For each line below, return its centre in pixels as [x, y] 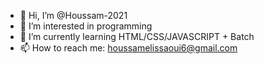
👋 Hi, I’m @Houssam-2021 [73, 15]
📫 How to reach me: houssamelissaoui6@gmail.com [128, 48]
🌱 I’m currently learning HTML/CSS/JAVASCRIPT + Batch [137, 36]
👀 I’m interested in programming [86, 26]
